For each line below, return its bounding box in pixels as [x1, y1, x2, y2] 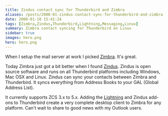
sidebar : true [5, 30, 35, 35]
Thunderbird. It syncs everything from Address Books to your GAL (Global [5, 79, 158, 85]
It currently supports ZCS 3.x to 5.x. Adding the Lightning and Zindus [5, 94, 148, 100]
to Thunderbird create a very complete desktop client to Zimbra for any [14, 99, 162, 105]
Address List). [5, 84, 34, 90]
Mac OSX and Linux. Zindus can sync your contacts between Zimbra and [5, 73, 157, 80]
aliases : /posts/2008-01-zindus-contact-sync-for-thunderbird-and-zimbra [5, 12, 163, 17]
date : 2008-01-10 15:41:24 [5, 16, 62, 21]
